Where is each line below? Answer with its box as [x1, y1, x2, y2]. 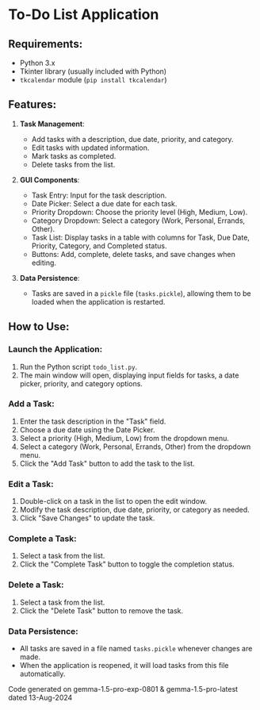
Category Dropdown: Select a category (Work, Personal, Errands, [31, 216, 246, 225]
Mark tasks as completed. [31, 151, 117, 160]
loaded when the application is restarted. [31, 297, 166, 306]
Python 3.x [19, 58, 55, 67]
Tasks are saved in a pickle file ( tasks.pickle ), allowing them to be [31, 288, 251, 298]
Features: [8, 98, 57, 112]
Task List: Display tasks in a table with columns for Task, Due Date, [31, 232, 250, 242]
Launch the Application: [8, 343, 103, 355]
